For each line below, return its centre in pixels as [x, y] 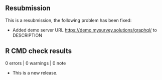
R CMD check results [39, 51]
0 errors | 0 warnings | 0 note [36, 63]
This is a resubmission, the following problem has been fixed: [68, 20]
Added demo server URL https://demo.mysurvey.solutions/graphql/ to [85, 30]
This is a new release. [35, 72]
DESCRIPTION [27, 35]
